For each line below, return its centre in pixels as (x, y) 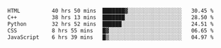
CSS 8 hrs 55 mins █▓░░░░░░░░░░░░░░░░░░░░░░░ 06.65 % (110, 30)
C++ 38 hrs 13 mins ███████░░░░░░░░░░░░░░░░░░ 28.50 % (110, 17)
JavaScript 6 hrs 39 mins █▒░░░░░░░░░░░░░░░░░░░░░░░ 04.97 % (110, 37)
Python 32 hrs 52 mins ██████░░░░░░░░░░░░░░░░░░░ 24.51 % (110, 24)
